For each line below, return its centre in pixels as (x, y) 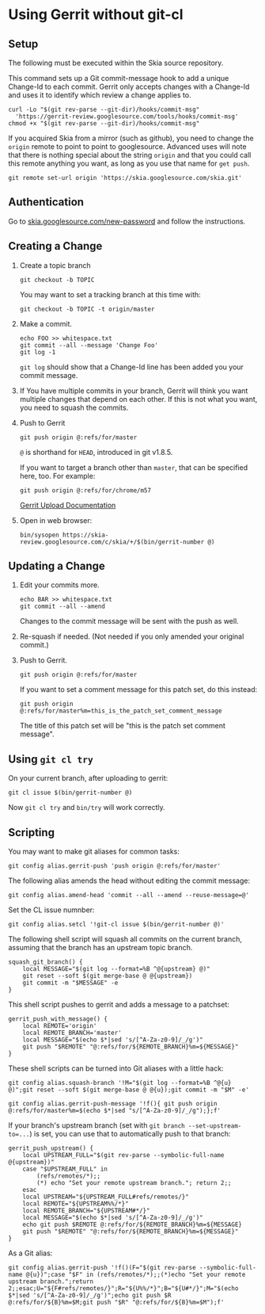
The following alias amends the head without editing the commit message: (129, 880)
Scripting (32, 833)
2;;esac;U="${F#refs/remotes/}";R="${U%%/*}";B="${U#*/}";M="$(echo (123, 1289)
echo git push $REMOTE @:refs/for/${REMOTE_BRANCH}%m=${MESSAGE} (132, 1225)
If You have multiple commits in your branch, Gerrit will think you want (134, 391)
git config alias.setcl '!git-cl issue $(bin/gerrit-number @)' (116, 925)
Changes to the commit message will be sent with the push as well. (129, 621)
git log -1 (38, 352)
